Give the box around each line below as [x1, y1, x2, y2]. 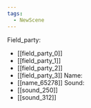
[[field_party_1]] [17, 56, 61, 64]
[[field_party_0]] [17, 49, 63, 57]
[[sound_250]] [17, 86, 59, 94]
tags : [7, 10, 23, 17]
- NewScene [13, 17, 45, 24]
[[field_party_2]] [17, 64, 63, 72]
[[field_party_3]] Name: [17, 71, 83, 80]
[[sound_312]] [17, 93, 57, 101]
